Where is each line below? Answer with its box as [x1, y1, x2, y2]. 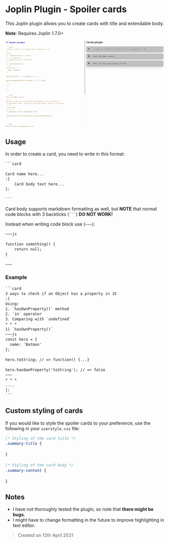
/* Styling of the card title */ [5, 436, 76, 441]
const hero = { [5, 337, 38, 342]
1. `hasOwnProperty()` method [5, 306, 70, 311]
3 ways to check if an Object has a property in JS [5, 291, 117, 296]
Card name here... [5, 172, 44, 177]
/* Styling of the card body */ [5, 462, 74, 468]
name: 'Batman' [10, 342, 42, 347]
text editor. [12, 522, 36, 529]
